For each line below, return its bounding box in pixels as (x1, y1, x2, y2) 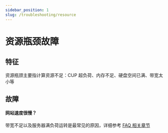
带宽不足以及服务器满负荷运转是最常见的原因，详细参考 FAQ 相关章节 (5, 122, 150, 128)
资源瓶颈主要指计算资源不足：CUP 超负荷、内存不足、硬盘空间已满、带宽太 (5, 72, 163, 78)
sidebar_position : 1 (5, 7, 49, 13)
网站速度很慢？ (5, 110, 37, 116)
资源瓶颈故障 (5, 36, 60, 47)
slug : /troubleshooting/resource (5, 12, 76, 17)
